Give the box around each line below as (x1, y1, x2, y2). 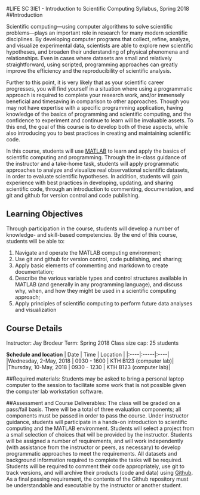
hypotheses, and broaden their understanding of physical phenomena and (6, 48, 189, 55)
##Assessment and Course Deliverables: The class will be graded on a (6, 399, 180, 406)
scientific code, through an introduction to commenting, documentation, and (6, 185, 194, 193)
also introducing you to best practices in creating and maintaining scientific (6, 129, 191, 137)
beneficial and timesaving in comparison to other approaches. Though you (6, 98, 190, 105)
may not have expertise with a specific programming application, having (6, 104, 184, 111)
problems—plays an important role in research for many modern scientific (6, 29, 188, 36)
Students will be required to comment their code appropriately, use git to (6, 462, 185, 470)
